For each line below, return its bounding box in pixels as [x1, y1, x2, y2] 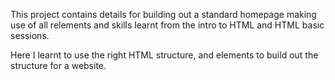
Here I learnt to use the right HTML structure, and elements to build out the [10, 49, 319, 61]
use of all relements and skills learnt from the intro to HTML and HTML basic [10, 19, 325, 31]
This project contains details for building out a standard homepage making [10, 9, 317, 20]
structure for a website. [10, 60, 107, 71]
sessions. [10, 30, 50, 41]
